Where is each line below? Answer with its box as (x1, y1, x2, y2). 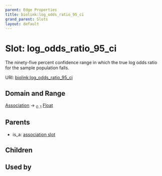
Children (5, 146, 33, 154)
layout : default (5, 21, 39, 27)
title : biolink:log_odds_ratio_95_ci (5, 12, 84, 17)
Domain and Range (5, 89, 66, 98)
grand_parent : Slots (5, 17, 49, 22)
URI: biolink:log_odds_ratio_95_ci (5, 75, 73, 81)
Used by (5, 163, 32, 171)
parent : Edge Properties (5, 7, 57, 13)
